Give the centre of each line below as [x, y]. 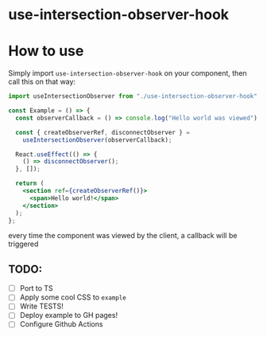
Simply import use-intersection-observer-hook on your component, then [128, 73]
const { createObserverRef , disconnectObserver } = [103, 132]
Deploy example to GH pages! [68, 315]
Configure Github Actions [61, 324]
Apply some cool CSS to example [73, 297]
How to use [46, 51]
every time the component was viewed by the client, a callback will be [123, 236]
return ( [30, 184]
